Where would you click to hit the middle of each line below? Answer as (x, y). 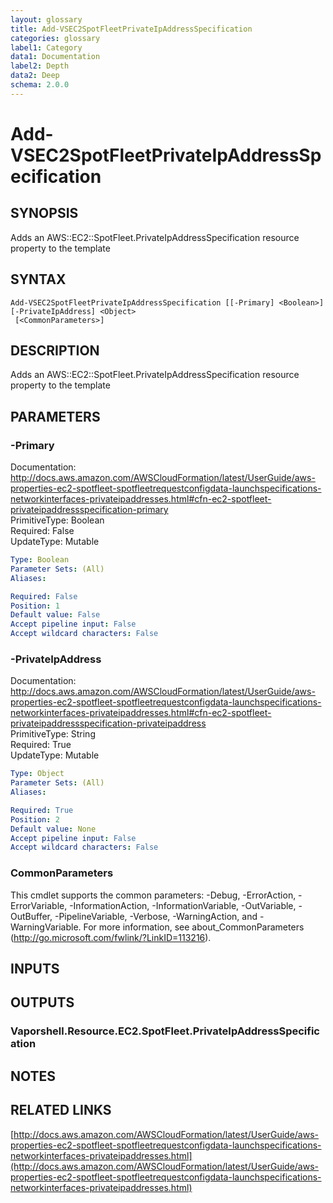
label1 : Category (46, 47)
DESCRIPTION (55, 350)
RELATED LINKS (61, 1110)
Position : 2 (35, 819)
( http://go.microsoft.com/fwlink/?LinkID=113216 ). (111, 937)
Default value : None (53, 829)
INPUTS (35, 969)
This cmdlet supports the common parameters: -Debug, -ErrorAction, (153, 895)
